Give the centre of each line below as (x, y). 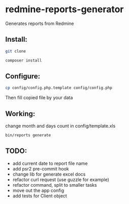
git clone (16, 51)
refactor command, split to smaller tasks (55, 185)
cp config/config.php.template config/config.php (59, 88)
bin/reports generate (28, 135)
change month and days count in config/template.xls (60, 126)
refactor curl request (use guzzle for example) (61, 180)
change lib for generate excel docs (49, 174)
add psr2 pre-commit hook (41, 168)
